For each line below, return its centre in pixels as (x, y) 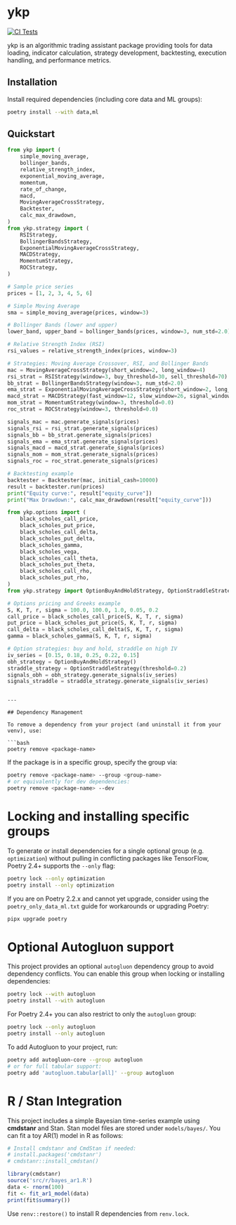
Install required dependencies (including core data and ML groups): (105, 99)
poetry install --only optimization (61, 885)
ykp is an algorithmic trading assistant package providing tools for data (110, 45)
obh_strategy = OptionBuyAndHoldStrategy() (72, 662)
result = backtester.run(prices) (56, 486)
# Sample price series (40, 286)
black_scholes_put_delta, (58, 538)
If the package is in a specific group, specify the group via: (92, 762)
